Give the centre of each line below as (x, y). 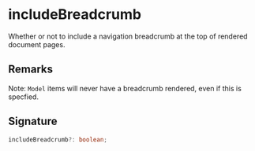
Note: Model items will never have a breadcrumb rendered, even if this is (125, 88)
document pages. (37, 44)
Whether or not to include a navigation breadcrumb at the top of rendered (128, 36)
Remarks (31, 70)
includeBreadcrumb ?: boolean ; (58, 139)
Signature (33, 122)
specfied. (24, 97)
